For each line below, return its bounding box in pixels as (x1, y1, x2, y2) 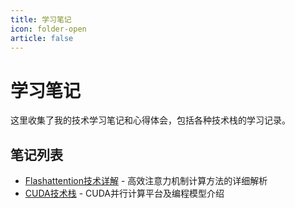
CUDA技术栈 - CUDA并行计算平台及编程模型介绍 (24, 187, 225, 200)
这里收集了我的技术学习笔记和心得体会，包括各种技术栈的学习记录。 (10, 114, 291, 126)
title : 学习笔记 (10, 14, 72, 25)
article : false (10, 33, 74, 43)
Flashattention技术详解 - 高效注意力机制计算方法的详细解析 (24, 175, 268, 187)
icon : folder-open (10, 24, 87, 34)
